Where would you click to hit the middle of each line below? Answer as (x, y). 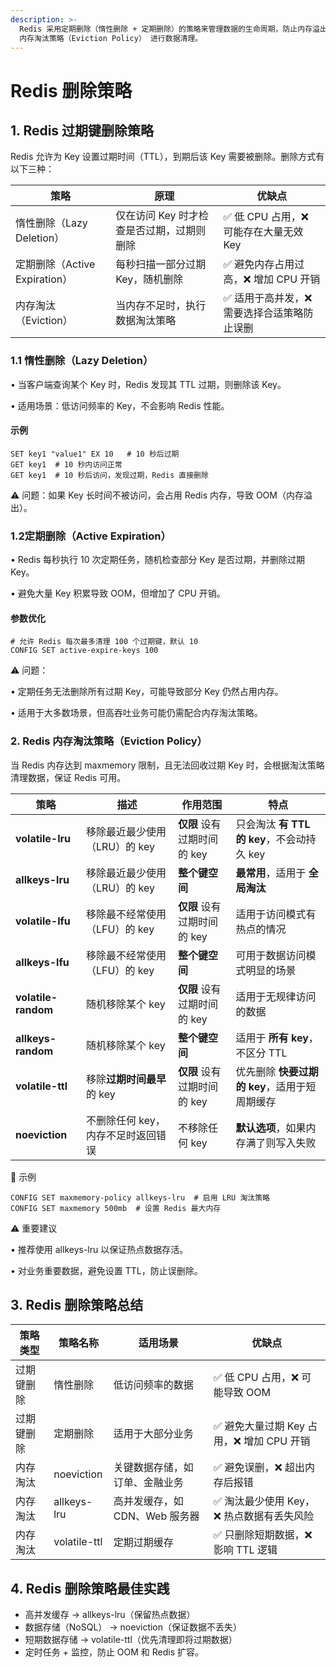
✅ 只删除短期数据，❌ (263, 1535)
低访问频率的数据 (153, 1385)
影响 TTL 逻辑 (245, 1550)
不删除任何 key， (126, 1120)
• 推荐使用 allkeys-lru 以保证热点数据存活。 (99, 1249)
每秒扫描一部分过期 (161, 264)
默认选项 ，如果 (271, 1128)
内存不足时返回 (121, 1135)
